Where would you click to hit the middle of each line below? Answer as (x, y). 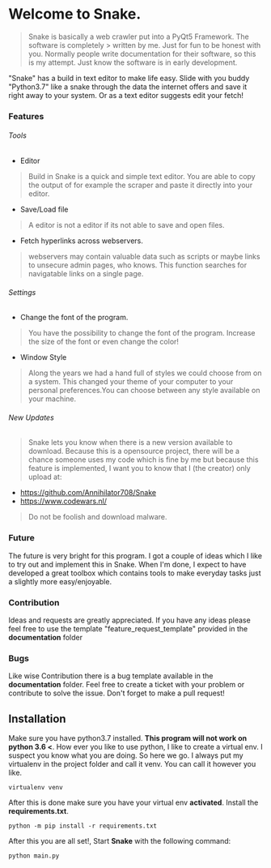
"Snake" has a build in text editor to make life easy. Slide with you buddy (129, 78)
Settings (22, 292)
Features (26, 116)
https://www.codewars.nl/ (64, 501)
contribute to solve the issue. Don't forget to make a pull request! (116, 693)
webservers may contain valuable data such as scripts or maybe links (144, 257)
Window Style (43, 357)
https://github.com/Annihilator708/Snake (88, 493)
